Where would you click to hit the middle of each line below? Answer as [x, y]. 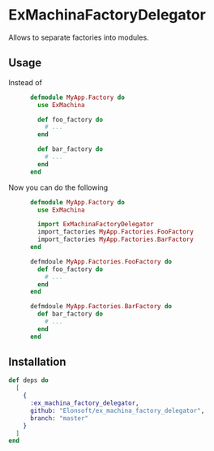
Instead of [26, 82]
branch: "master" [59, 418]
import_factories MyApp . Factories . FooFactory [116, 232]
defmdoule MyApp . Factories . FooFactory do [101, 261]
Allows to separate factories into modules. [79, 37]
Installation [37, 362]
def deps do [28, 380]
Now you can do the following [58, 187]
